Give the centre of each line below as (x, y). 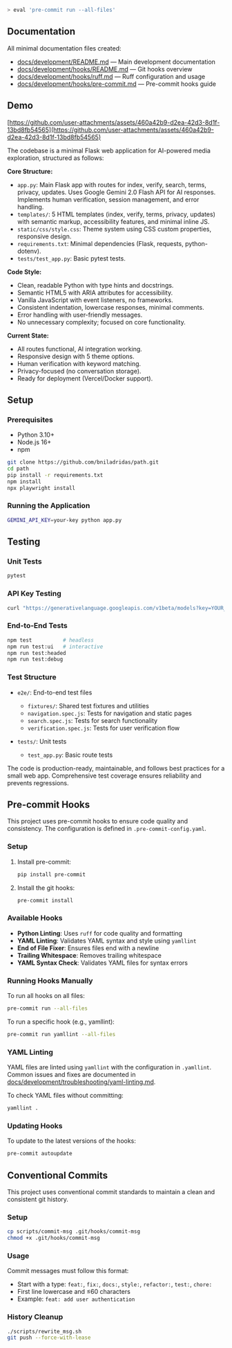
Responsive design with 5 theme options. (76, 356)
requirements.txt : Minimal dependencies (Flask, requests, (100, 243)
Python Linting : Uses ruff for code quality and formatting (100, 933)
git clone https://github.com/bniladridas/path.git (83, 462)
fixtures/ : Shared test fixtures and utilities (88, 706)
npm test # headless (51, 640)
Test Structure (32, 677)
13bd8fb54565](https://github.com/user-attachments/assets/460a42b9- (110, 130)
